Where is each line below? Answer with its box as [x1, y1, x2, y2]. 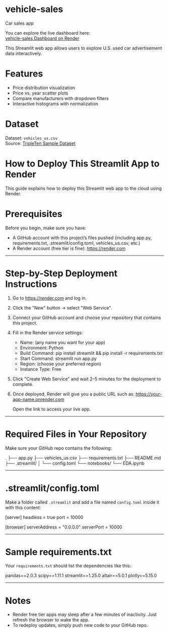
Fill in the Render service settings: [12, 330, 83, 336]
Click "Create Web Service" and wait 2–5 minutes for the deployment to [12, 376, 161, 382]
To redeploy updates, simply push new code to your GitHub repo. [12, 622, 148, 628]
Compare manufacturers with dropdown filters [12, 95, 109, 101]
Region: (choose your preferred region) [20, 361, 102, 367]
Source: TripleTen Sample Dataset [5, 140, 75, 146]
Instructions [5, 278, 57, 290]
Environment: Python [20, 345, 64, 351]
